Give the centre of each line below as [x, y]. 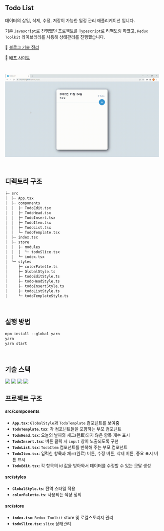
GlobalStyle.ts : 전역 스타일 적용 [44, 489]
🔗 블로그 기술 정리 [22, 47]
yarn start [16, 344]
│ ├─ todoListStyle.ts [32, 291]
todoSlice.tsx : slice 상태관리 [42, 523]
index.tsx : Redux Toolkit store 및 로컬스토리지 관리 [63, 517]
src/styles [16, 477]
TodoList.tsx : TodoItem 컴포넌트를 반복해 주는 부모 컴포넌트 [70, 447]
